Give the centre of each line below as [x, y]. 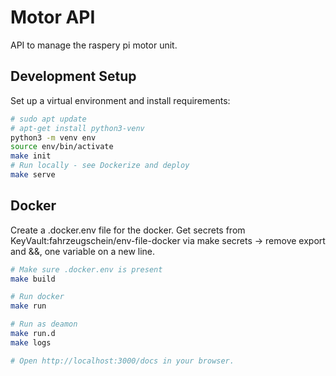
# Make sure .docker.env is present [86, 269]
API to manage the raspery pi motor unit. [94, 45]
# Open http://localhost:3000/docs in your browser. [122, 361]
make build [33, 279]
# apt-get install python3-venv [77, 128]
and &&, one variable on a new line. [83, 251]
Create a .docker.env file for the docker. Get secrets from [128, 230]
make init [31, 156]
